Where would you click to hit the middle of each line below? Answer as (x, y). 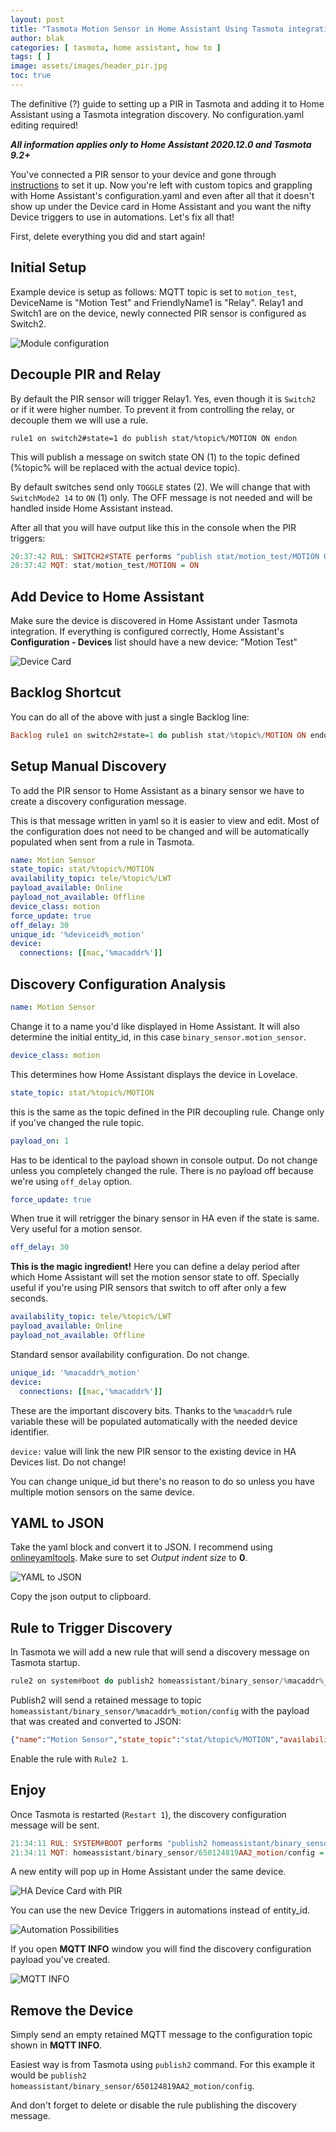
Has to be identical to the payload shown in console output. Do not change (164, 1160)
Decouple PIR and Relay (86, 374)
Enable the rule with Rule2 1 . (69, 1758)
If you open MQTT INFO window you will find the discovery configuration (161, 1949)
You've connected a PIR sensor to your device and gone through (143, 174)
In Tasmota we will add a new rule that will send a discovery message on (160, 1652)
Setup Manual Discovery (88, 766)
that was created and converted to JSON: (96, 1721)
